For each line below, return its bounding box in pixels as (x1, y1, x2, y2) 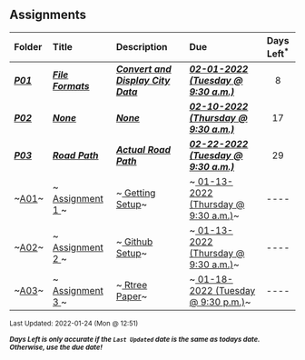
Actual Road (115, 144, 171, 156)
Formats (53, 80, 90, 93)
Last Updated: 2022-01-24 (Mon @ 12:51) (9, 319, 139, 328)
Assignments (9, 7, 87, 23)
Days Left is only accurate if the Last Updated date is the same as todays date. (9, 335, 261, 345)
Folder (14, 41, 43, 54)
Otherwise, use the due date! (9, 343, 103, 353)
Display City (115, 75, 171, 87)
